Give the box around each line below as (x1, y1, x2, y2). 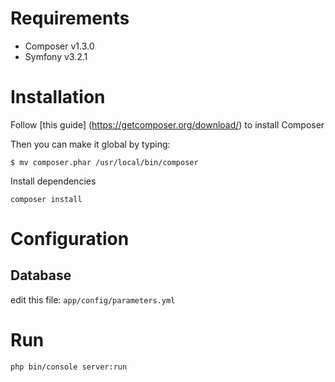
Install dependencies (10, 175, 97, 187)
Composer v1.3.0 (24, 40, 95, 52)
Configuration (10, 228, 130, 251)
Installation (10, 86, 106, 109)
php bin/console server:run (10, 362, 128, 372)
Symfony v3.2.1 (24, 50, 88, 62)
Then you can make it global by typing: (10, 138, 171, 150)
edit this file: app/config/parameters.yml (10, 293, 176, 306)
